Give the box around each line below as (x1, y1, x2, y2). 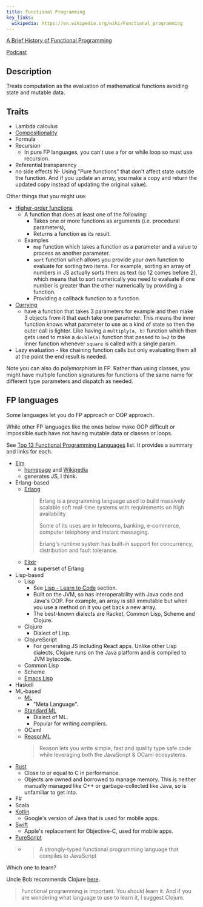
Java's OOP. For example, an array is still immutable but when (33, 597, 188, 604)
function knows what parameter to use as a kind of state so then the (24, 320, 195, 328)
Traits (6, 106, 29, 117)
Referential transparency (15, 162, 77, 168)
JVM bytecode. (33, 655, 72, 663)
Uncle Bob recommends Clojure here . (6, 875, 101, 883)
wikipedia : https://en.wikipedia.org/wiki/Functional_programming (12, 20, 183, 26)
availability (39, 510, 66, 517)
